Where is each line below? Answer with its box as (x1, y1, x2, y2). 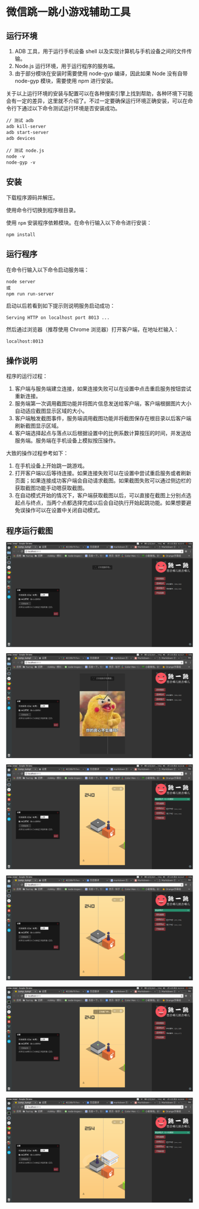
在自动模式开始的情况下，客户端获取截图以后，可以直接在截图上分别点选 (14, 492, 191, 499)
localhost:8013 (6, 338, 44, 344)
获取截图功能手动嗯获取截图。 (14, 484, 88, 492)
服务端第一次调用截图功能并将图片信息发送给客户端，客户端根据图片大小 (14, 400, 191, 407)
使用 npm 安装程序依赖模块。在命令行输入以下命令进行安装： (6, 219, 152, 226)
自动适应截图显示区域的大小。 (14, 407, 88, 415)
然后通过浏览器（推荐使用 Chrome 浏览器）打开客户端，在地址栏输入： (6, 325, 179, 332)
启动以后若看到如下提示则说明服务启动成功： (6, 302, 115, 309)
